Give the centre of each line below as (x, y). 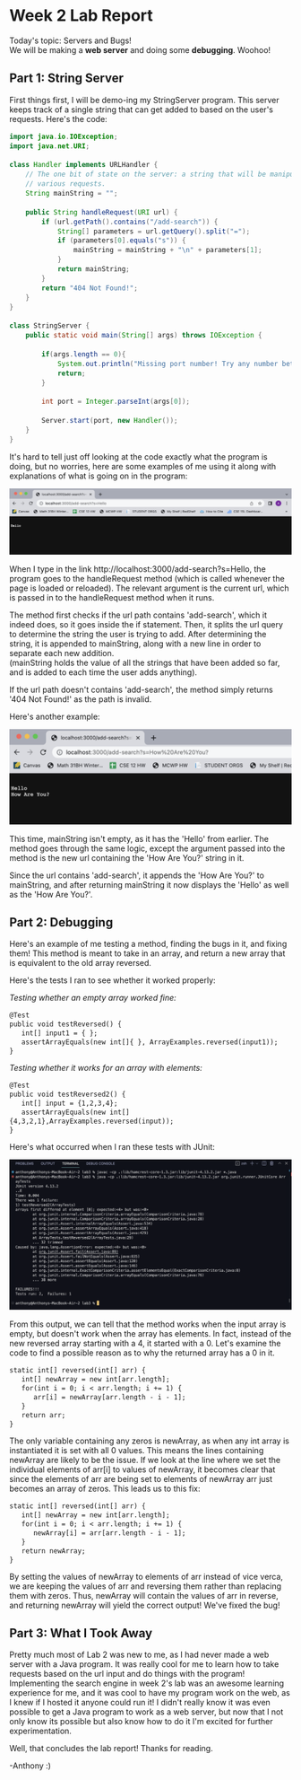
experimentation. (40, 1731)
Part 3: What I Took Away (81, 1633)
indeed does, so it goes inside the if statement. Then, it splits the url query (146, 625)
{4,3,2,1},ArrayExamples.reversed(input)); (92, 1122)
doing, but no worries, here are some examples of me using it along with (143, 466)
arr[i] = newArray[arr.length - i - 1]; (109, 1397)
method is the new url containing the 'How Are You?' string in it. (127, 857)
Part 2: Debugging (61, 922)
